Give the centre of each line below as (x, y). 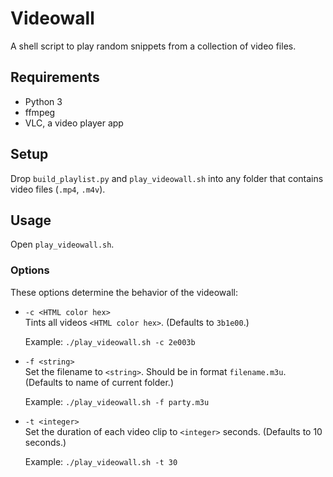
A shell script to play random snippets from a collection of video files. (153, 46)
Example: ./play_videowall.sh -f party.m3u (117, 401)
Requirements (55, 77)
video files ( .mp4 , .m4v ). (58, 189)
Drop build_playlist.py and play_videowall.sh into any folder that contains (167, 178)
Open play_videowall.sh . (62, 244)
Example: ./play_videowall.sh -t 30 (101, 461)
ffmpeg (40, 112)
